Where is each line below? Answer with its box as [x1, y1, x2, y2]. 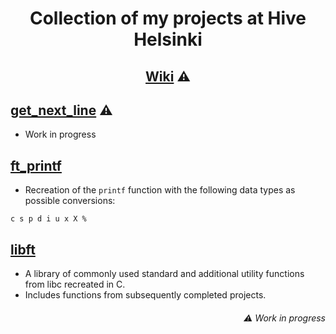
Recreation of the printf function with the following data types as [24, 184, 296, 196]
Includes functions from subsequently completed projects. [24, 289, 267, 301]
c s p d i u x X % [10, 214, 87, 224]
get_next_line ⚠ [10, 102, 113, 119]
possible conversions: [24, 195, 116, 207]
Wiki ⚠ [145, 68, 191, 85]
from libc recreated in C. [24, 278, 126, 291]
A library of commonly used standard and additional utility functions [24, 268, 305, 280]
